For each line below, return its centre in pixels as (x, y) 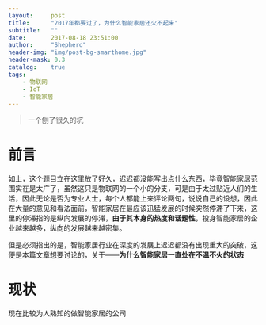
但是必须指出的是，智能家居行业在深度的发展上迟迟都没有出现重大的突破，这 (133, 245)
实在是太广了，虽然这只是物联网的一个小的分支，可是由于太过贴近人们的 (133, 189)
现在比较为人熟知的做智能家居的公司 (67, 313)
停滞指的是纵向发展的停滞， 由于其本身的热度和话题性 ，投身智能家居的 (136, 218)
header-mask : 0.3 (37, 60)
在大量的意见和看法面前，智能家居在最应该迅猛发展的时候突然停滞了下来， (129, 208)
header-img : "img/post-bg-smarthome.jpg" (78, 52)
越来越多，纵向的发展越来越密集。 (70, 228)
